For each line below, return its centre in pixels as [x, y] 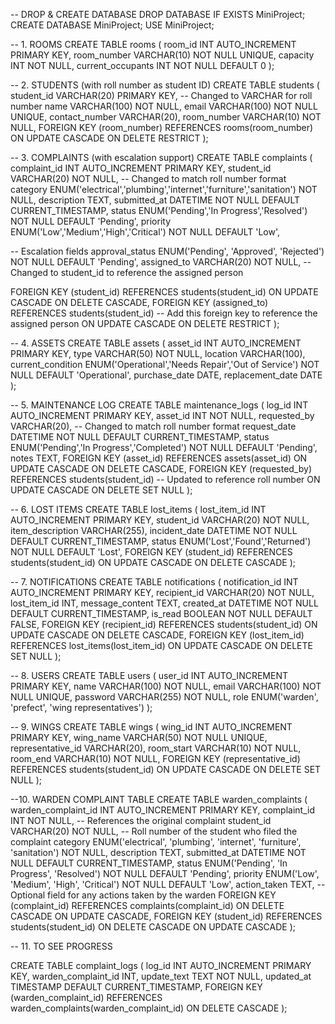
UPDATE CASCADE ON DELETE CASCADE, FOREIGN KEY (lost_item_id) [157, 635]
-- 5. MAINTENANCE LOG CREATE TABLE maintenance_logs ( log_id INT [159, 405]
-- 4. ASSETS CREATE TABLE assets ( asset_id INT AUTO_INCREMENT [156, 343]
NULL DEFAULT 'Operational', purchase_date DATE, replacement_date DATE [166, 375]
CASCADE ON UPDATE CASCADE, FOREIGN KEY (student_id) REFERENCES [166, 916]
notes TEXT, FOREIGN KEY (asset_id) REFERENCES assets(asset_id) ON [159, 458]
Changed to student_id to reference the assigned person [127, 272]
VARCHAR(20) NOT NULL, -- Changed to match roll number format [148, 178]
